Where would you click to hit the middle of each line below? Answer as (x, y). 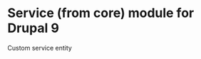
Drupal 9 (33, 28)
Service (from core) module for (101, 13)
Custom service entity (40, 48)
